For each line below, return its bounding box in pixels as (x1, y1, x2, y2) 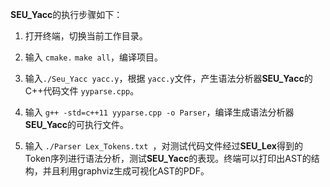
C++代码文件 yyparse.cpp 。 (24, 85, 140, 97)
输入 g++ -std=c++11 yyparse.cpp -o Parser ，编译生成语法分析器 (24, 106, 295, 118)
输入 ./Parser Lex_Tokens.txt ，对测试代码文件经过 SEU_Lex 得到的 (24, 140, 303, 152)
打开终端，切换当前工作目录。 (24, 30, 148, 42)
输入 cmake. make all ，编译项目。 (24, 51, 163, 63)
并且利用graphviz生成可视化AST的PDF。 (42, 165, 210, 177)
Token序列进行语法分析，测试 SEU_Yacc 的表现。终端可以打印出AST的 (24, 153, 312, 164)
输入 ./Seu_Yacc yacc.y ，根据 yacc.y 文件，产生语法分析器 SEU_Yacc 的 (24, 73, 313, 84)
